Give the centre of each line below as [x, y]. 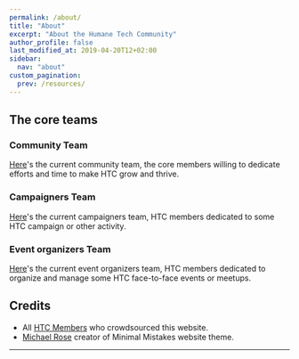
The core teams [53, 120]
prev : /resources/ [52, 84]
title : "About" [37, 26]
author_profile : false [51, 42]
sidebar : [25, 59]
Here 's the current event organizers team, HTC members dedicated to [137, 268]
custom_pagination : [45, 76]
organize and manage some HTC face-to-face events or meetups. [130, 278]
